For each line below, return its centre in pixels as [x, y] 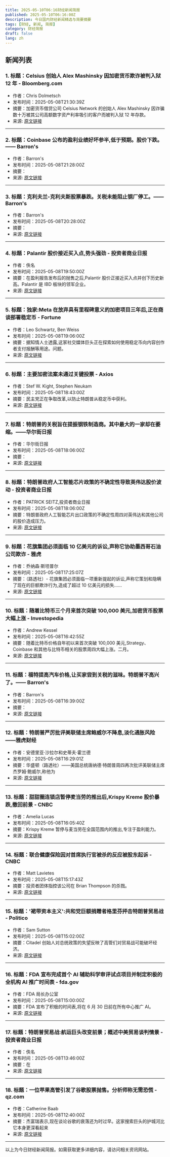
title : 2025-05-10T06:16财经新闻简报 [43, 10]
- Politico [16, 918]
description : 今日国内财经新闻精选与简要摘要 [48, 19]
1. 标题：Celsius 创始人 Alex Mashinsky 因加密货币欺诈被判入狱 [83, 76]
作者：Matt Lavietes [33, 873]
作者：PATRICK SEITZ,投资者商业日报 [51, 502]
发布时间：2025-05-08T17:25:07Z [48, 572]
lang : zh [14, 39]
